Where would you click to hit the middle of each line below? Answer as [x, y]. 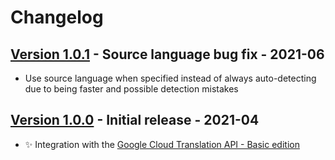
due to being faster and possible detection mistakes [131, 89]
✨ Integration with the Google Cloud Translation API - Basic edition [162, 144]
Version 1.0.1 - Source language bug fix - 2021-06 [167, 54]
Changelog [57, 17]
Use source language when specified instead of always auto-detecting [170, 78]
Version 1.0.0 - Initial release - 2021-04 [135, 120]
